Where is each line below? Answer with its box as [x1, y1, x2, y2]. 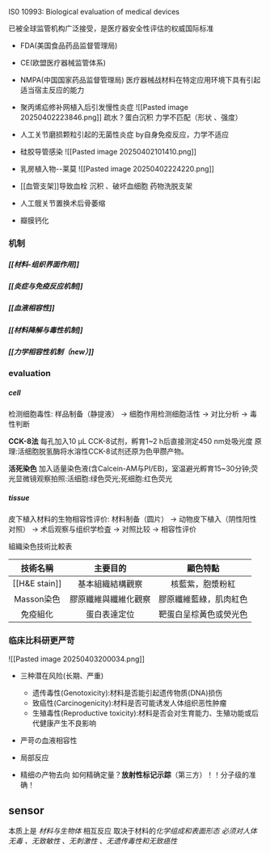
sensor [8, 804, 44, 817]
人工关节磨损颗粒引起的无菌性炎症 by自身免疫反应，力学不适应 [19, 129, 229, 139]
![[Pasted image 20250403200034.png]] [8, 654, 146, 664]
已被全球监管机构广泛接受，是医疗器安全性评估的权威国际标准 [8, 23, 214, 33]
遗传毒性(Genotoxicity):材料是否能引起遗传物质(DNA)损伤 [32, 687, 223, 698]
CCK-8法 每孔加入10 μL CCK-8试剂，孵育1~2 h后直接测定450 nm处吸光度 [8, 437, 253, 446]
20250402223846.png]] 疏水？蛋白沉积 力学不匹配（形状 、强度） [19, 112, 243, 122]
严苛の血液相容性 [19, 735, 78, 745]
